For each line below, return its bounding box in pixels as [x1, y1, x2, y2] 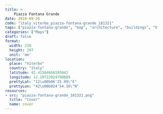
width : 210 [9, 43, 32, 48]
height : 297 [9, 48, 34, 52]
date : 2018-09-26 [5, 16, 40, 21]
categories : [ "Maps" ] [5, 30, 49, 34]
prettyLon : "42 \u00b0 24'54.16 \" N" [9, 83, 79, 89]
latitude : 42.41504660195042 [9, 70, 68, 75]
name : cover [9, 102, 34, 107]
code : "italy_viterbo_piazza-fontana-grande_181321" [5, 20, 114, 26]
